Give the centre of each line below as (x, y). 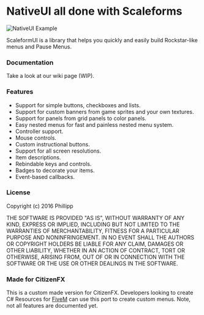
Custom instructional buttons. (52, 144)
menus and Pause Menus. (39, 47)
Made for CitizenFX (36, 279)
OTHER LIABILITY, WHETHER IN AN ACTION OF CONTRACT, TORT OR (96, 250)
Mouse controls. (36, 138)
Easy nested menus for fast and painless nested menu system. (94, 124)
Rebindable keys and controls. (53, 164)
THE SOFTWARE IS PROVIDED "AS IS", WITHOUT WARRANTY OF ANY (96, 218)
